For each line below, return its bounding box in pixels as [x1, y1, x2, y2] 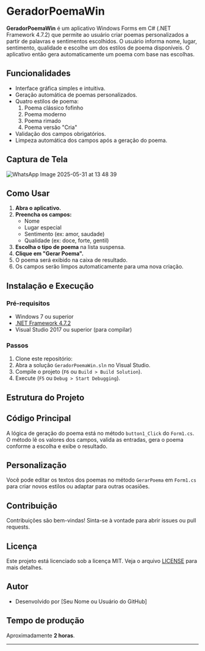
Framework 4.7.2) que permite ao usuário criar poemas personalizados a [6, 31, 189, 38]
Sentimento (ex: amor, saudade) [24, 231, 105, 238]
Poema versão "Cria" [24, 124, 77, 131]
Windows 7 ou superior [15, 313, 74, 321]
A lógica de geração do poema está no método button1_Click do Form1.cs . [6, 430, 195, 437]
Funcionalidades [6, 69, 71, 79]
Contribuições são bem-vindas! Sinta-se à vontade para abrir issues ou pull [6, 517, 196, 524]
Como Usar [6, 188, 50, 198]
